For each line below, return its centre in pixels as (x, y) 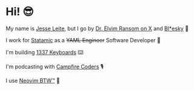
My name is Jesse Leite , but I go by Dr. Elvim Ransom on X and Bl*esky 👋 (97, 28)
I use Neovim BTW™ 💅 (33, 80)
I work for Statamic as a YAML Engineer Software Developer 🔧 (83, 40)
